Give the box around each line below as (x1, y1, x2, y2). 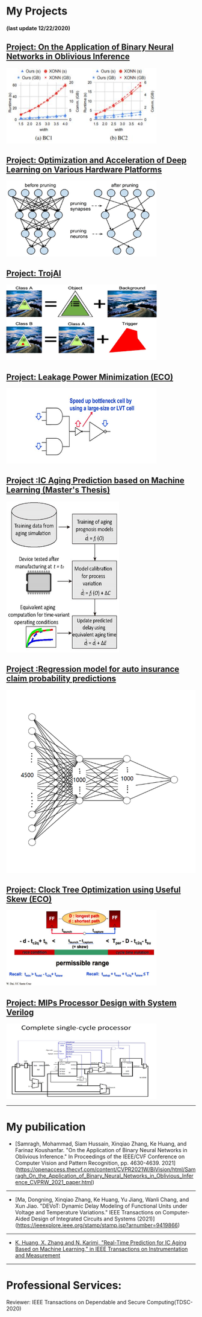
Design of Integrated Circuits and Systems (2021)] (31, 1215, 155, 1223)
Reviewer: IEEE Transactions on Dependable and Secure (6, 1299, 145, 1306)
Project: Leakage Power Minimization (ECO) (6, 372, 173, 382)
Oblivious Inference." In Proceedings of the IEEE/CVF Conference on (14, 1153, 185, 1160)
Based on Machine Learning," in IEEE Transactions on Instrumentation (14, 1245, 188, 1253)
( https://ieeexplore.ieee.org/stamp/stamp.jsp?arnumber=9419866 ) (14, 1222, 180, 1229)
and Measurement (14, 1252, 61, 1259)
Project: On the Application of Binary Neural (6, 42, 174, 53)
